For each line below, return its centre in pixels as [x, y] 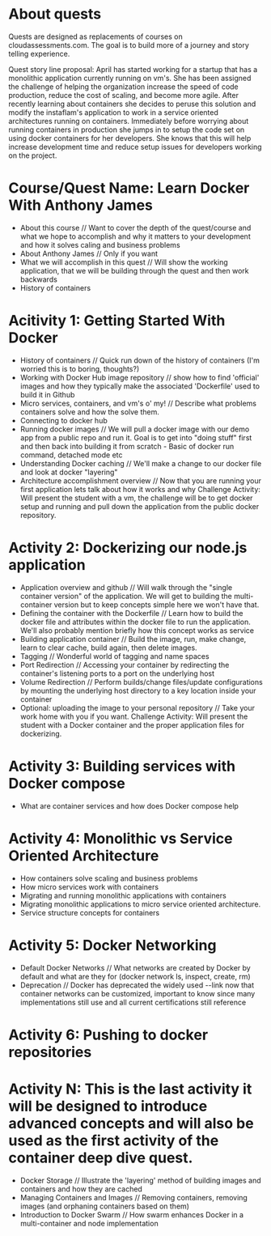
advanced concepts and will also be [131, 1123]
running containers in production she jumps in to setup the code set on [127, 130]
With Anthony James [81, 205]
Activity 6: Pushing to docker [108, 1035]
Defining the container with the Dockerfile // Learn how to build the [131, 613]
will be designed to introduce [108, 1106]
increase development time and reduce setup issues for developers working [135, 147]
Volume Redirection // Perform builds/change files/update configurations [141, 682]
